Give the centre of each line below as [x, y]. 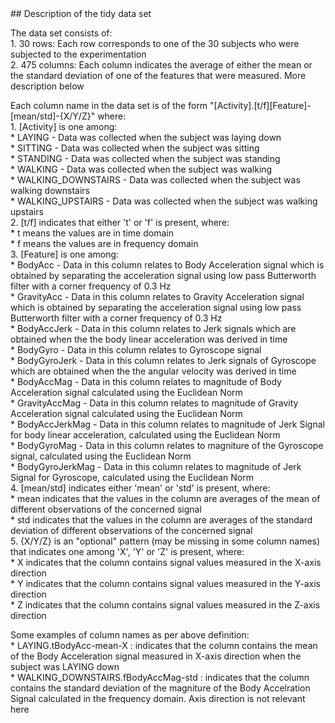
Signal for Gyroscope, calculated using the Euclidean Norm [132, 477]
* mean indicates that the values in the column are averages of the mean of [165, 498]
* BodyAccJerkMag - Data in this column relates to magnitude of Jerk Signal [167, 424]
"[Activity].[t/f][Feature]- [260, 105]
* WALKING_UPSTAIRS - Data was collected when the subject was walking [164, 201]
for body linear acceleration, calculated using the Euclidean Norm [145, 435]
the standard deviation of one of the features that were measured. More [158, 75]
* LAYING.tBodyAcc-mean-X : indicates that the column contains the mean [164, 645]
